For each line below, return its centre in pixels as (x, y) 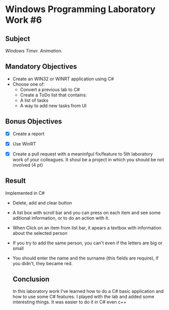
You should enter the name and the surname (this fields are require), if (86, 258)
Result (16, 181)
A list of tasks (34, 100)
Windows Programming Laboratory (80, 9)
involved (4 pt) (28, 165)
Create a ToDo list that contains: (53, 95)
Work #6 (23, 20)
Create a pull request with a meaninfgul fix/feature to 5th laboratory (82, 154)
